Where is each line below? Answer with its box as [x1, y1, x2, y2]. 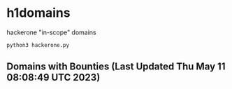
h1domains [6, 5, 71, 21]
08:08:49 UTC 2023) [6, 71, 101, 83]
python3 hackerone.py [6, 41, 70, 48]
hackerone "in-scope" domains [6, 28, 97, 36]
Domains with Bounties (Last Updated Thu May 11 [6, 61, 226, 73]
